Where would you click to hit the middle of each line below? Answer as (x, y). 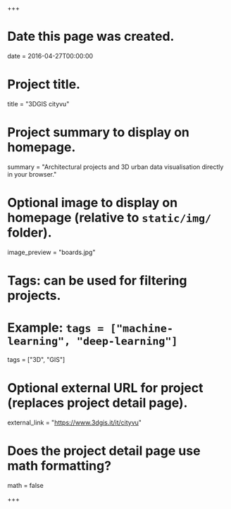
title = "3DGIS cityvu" (38, 103)
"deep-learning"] (127, 342)
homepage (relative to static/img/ (110, 218)
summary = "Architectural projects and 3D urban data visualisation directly (115, 167)
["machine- (142, 328)
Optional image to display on (93, 203)
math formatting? (59, 466)
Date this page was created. (91, 37)
